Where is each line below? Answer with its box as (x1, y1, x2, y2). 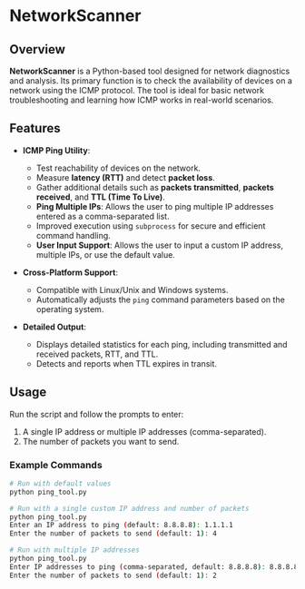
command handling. (35, 230, 111, 241)
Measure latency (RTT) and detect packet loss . (35, 172, 215, 182)
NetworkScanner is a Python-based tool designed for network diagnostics (9, 65, 290, 76)
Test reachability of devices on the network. (35, 162, 202, 173)
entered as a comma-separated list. (35, 211, 170, 221)
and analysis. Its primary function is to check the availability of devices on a (9, 75, 292, 86)
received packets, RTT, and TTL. (35, 348, 159, 359)
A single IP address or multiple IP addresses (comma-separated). (22, 426, 267, 437)
